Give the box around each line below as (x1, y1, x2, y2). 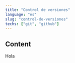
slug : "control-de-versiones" (5, 16, 68, 21)
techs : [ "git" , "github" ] (5, 21, 59, 26)
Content (5, 39, 31, 48)
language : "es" (5, 12, 37, 17)
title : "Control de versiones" (5, 7, 70, 12)
